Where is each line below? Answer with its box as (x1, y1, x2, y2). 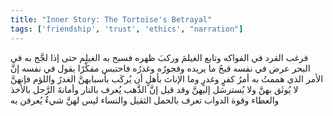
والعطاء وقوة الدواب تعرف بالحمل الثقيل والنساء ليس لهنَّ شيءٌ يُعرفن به (10, 94, 280, 106)
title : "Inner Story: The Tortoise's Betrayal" (10, 14, 213, 25)
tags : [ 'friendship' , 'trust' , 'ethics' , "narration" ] (10, 24, 244, 34)
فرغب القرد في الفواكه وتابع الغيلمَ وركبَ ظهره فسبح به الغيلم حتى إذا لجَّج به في (10, 51, 309, 63)
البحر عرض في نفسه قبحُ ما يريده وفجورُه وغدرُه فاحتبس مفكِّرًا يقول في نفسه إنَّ (10, 62, 311, 74)
